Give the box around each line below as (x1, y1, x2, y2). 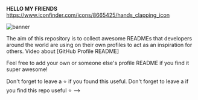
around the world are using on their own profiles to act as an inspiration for (6, 42, 193, 48)
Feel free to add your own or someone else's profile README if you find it (6, 60, 190, 66)
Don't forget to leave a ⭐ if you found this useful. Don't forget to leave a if (6, 78, 189, 85)
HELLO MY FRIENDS (6, 5, 57, 12)
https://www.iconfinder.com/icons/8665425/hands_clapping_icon (6, 11, 170, 19)
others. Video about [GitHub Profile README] (6, 48, 120, 55)
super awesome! (6, 66, 48, 73)
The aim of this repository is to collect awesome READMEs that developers (6, 35, 192, 42)
